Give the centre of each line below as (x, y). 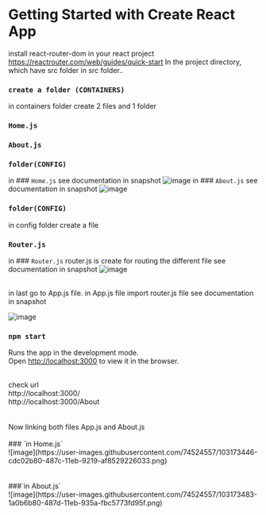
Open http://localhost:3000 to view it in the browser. (94, 361)
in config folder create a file (54, 225)
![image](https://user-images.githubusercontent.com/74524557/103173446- (133, 452)
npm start (27, 336)
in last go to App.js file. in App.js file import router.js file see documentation (131, 293)
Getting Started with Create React (122, 15)
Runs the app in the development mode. (73, 353)
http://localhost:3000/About (54, 402)
